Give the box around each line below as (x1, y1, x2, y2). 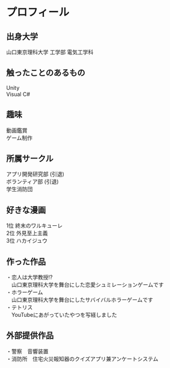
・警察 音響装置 (6, 348, 49, 355)
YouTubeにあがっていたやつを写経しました (11, 311, 117, 319)
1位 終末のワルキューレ (6, 222, 63, 229)
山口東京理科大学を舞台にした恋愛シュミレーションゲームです (11, 281, 164, 288)
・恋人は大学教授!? (6, 273, 53, 281)
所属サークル (6, 154, 54, 164)
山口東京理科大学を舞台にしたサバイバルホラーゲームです (11, 296, 153, 304)
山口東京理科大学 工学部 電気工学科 (6, 49, 94, 55)
